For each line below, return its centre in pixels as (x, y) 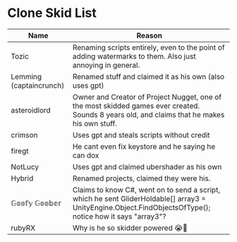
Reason (149, 35)
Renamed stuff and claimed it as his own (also (148, 76)
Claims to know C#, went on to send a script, (146, 190)
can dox (86, 155)
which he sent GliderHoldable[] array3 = (139, 198)
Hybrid (22, 178)
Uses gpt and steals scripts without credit (141, 134)
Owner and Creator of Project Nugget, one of (147, 97)
